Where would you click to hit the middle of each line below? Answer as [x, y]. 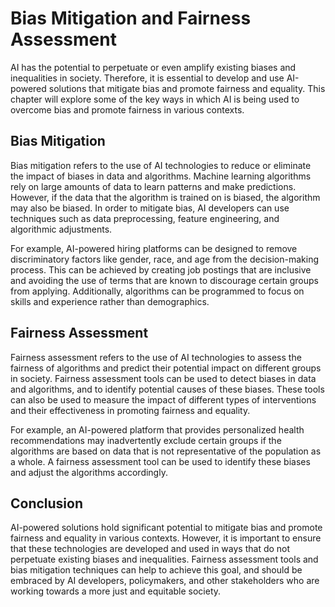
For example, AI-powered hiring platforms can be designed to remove [154, 248]
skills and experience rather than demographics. [110, 301]
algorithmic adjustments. [61, 229]
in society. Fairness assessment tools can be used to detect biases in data [163, 378]
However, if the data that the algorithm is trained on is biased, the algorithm [165, 197]
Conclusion [47, 503]
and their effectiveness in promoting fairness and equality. [130, 410]
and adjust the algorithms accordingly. [89, 472]
